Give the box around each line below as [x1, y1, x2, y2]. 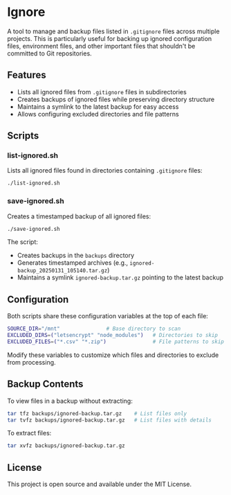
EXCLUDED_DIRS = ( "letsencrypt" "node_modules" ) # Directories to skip [7, 332, 218, 339]
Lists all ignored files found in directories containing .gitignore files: [7, 166, 203, 175]
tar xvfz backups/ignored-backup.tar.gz [7, 442, 126, 449]
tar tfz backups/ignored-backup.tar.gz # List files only [7, 410, 187, 417]
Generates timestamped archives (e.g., [17, 259, 129, 267]
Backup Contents [7, 379, 84, 390]
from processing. [7, 358, 57, 366]
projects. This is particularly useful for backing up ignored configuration [7, 34, 212, 42]
